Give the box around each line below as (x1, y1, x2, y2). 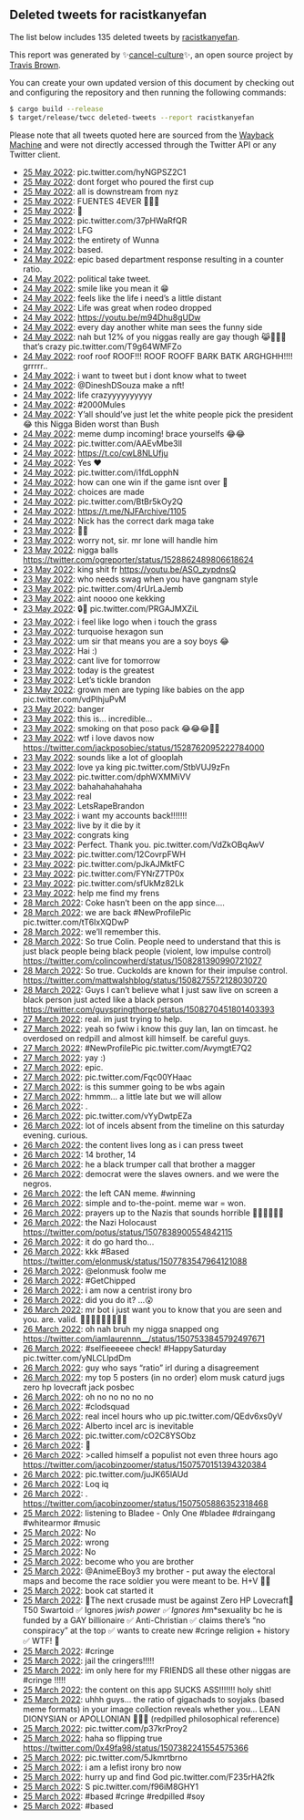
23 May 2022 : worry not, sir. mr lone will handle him (22, 534, 218, 545)
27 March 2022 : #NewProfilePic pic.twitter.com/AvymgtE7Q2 (22, 1042, 252, 1053)
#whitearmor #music (22, 1517, 101, 1528)
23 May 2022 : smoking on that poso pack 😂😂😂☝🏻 (22, 722, 220, 733)
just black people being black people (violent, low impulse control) (22, 946, 272, 957)
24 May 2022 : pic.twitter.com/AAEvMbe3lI (22, 438, 183, 449)
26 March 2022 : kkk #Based (22, 1246, 130, 1256)
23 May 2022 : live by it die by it (22, 820, 141, 831)
